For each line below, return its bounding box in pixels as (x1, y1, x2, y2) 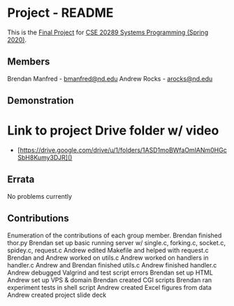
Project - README (7, 5, 114, 21)
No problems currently (7, 192, 72, 200)
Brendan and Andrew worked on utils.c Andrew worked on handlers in (7, 253, 209, 262)
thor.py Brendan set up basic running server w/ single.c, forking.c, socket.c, (7, 238, 226, 246)
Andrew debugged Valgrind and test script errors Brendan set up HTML (7, 268, 213, 277)
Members (7, 56, 50, 68)
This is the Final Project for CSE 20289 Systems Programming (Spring (7, 28, 208, 36)
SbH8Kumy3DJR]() (17, 153, 73, 162)
